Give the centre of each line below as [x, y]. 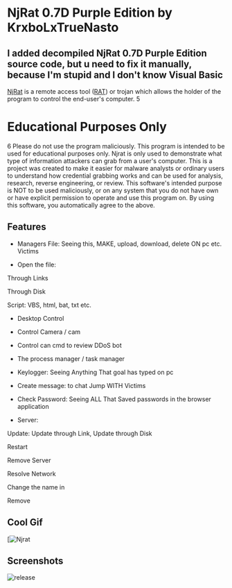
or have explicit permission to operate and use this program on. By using [111, 198]
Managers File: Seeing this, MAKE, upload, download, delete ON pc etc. [119, 244]
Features [27, 227]
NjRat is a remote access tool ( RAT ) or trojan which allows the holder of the [114, 91]
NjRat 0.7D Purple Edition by [90, 13]
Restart [17, 446]
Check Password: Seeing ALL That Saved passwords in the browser [114, 399]
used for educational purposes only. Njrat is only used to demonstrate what [115, 153]
